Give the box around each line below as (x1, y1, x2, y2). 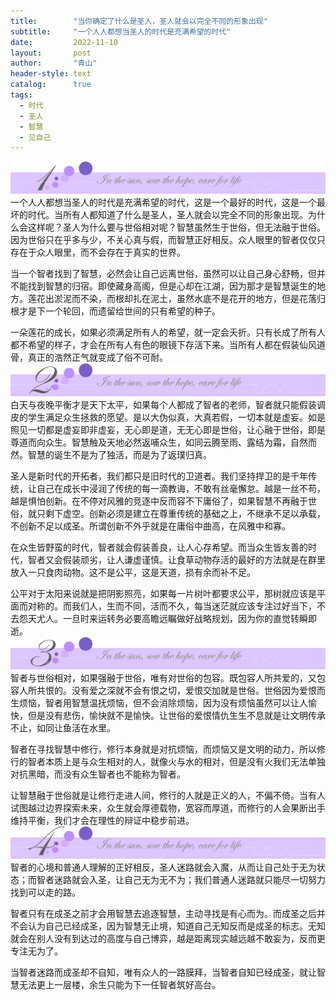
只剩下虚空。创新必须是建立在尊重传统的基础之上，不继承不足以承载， (36, 507, 326, 519)
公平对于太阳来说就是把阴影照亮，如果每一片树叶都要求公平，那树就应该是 (10, 587, 317, 599)
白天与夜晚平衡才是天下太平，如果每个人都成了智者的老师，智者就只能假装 (10, 398, 317, 410)
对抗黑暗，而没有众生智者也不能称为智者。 (10, 768, 186, 780)
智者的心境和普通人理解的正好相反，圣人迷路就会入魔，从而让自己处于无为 (10, 861, 317, 873)
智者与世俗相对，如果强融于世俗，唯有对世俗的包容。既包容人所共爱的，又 (10, 671, 317, 684)
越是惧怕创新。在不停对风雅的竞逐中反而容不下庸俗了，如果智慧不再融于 (10, 495, 308, 507)
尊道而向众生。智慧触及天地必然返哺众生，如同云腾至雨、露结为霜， (10, 436, 291, 448)
